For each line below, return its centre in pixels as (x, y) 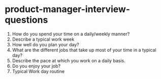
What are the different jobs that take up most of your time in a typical (84, 50)
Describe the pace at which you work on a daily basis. (69, 60)
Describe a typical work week (43, 39)
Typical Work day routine (38, 71)
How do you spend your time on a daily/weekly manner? (71, 34)
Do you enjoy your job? (36, 66)
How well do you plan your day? (45, 44)
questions (26, 20)
